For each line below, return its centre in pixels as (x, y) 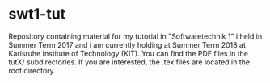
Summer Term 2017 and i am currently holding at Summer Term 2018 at (127, 44)
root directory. (32, 70)
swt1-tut (37, 14)
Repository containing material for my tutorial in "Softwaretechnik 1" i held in (135, 36)
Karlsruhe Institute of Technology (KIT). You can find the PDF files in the (129, 53)
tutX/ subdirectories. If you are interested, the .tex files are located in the (129, 62)
